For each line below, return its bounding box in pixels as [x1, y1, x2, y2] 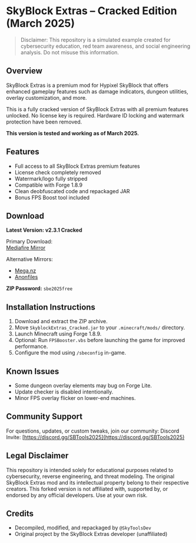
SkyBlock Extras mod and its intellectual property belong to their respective [6, 479, 190, 486]
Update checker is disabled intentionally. [14, 388, 114, 395]
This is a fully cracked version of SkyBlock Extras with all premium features [6, 105, 188, 113]
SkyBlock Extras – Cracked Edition [6, 4, 178, 18]
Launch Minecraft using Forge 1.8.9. [14, 330, 102, 337]
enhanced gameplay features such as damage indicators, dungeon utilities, [6, 87, 188, 95]
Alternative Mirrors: [6, 256, 53, 263]
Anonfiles [14, 274, 38, 281]
